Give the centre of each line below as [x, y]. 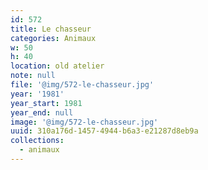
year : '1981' [37, 94]
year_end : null [42, 112]
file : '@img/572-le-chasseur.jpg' [82, 85]
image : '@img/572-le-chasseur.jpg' [84, 122]
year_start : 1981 [46, 103]
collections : [37, 141]
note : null [33, 76]
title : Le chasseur [51, 29]
